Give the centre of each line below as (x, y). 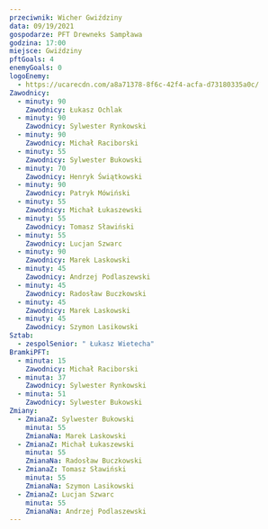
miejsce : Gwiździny (46, 51)
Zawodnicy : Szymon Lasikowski (82, 327)
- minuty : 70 (42, 168)
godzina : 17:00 (38, 43)
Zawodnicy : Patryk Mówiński (78, 193)
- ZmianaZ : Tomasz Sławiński (72, 470)
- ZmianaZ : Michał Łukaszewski (76, 444)
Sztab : (22, 336)
